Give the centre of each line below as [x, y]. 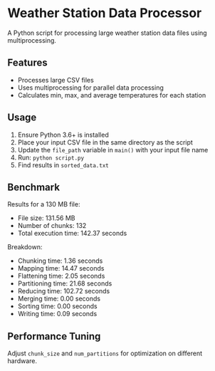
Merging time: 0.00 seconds [59, 299]
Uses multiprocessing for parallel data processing [90, 88]
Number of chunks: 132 [52, 226]
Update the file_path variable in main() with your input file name [113, 150]
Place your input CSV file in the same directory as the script [105, 142]
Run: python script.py [51, 157]
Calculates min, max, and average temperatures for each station [112, 95]
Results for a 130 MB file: [44, 204]
